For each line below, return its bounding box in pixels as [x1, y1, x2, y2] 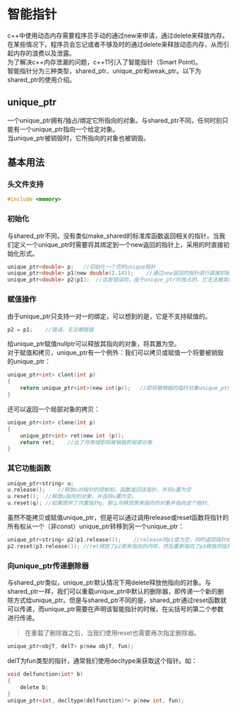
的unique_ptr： [7, 357, 51, 366]
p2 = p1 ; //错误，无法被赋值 [7, 326, 94, 333]
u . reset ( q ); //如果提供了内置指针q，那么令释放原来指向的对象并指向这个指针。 [7, 499, 213, 507]
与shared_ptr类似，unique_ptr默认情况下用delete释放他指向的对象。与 [7, 578, 212, 587]
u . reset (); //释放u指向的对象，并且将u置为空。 [7, 493, 137, 500]
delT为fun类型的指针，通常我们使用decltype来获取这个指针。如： [7, 657, 197, 665]
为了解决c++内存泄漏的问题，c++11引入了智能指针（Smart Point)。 [7, 57, 202, 66]
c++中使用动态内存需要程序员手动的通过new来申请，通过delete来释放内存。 [7, 31, 229, 40]
